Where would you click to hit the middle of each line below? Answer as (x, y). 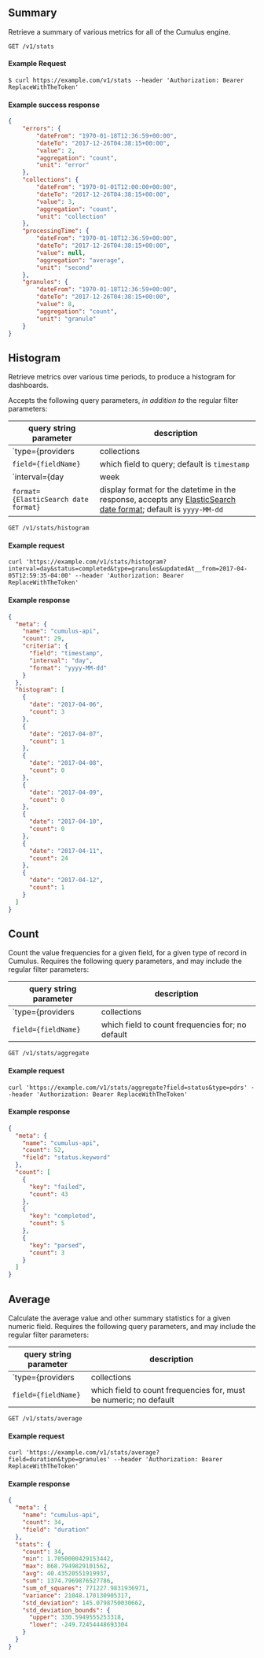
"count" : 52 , (44, 1150)
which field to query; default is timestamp (174, 464)
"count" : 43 (48, 1194)
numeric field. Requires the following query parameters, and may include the (132, 1326)
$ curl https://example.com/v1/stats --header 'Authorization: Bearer (126, 81)
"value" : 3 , (56, 201)
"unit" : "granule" (66, 319)
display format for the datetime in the (168, 489)
